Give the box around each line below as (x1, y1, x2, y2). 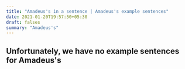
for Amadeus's (6, 55, 61, 65)
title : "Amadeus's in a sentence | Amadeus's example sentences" (6, 8, 169, 14)
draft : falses (6, 19, 41, 25)
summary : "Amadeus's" (6, 24, 59, 31)
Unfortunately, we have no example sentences (6, 46, 180, 56)
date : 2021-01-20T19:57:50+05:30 (6, 14, 88, 20)
